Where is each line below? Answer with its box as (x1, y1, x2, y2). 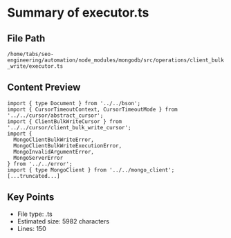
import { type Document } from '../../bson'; (7, 100, 140, 107)
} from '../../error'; (7, 161, 73, 167)
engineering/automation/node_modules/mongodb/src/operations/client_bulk (7, 57, 225, 64)
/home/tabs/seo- (7, 51, 54, 57)
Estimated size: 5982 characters (17, 217, 109, 226)
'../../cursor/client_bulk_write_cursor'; (7, 124, 131, 131)
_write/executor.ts (7, 63, 64, 70)
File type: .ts (17, 210, 53, 218)
